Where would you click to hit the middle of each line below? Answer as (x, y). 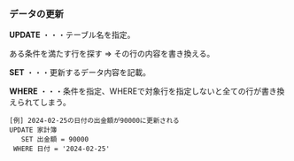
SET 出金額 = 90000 (55, 140)
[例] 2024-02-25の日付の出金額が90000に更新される (94, 121)
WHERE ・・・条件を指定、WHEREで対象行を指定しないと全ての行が (135, 91)
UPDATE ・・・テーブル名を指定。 (72, 35)
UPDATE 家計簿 (33, 130)
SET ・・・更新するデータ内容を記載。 (80, 73)
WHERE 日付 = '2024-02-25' (62, 149)
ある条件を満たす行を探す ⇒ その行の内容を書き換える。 (112, 54)
